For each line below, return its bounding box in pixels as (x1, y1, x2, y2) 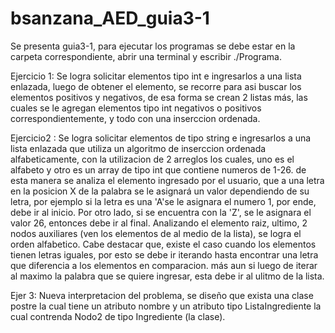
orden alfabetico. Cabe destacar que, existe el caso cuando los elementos (10, 238, 317, 250)
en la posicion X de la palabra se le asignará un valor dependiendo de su (10, 185, 310, 197)
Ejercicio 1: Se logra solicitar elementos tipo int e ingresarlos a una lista (10, 70, 302, 82)
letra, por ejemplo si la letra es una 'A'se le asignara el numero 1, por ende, (10, 195, 317, 207)
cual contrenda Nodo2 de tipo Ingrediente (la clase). (10, 310, 226, 322)
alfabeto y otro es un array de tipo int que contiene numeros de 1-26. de (10, 163, 307, 176)
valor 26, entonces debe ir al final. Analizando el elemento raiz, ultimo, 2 (10, 217, 308, 229)
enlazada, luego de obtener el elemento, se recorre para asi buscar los (10, 80, 302, 92)
